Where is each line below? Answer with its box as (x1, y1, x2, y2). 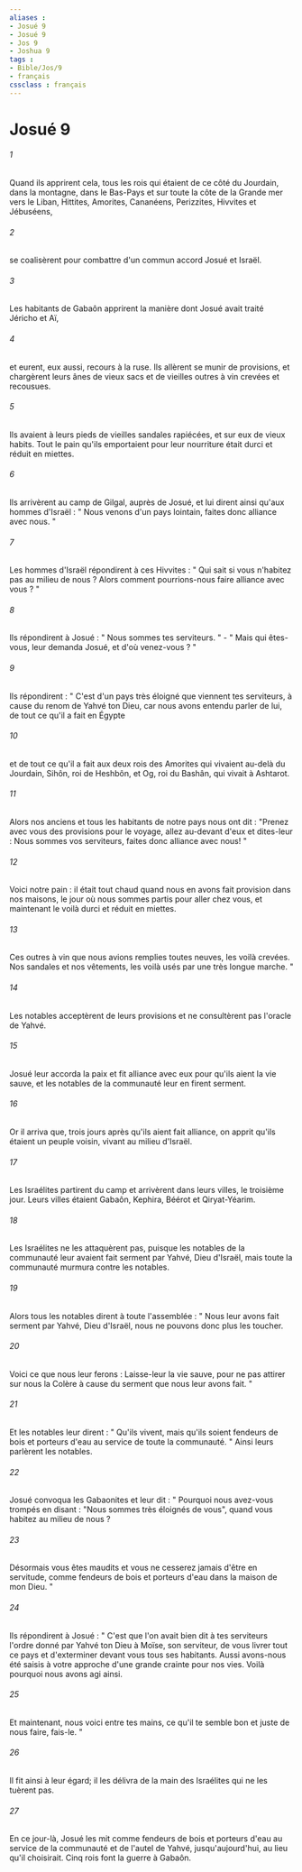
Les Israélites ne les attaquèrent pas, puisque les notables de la (9, 1243, 245, 1253)
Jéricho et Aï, (9, 313, 59, 324)
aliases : (9, 13, 47, 23)
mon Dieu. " (9, 1582, 54, 1592)
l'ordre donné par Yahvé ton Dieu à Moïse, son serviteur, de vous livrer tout (9, 1639, 288, 1650)
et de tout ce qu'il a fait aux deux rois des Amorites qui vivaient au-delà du (9, 758, 286, 769)
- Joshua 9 (9, 47, 50, 56)
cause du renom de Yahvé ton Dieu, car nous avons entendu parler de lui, (9, 700, 282, 711)
